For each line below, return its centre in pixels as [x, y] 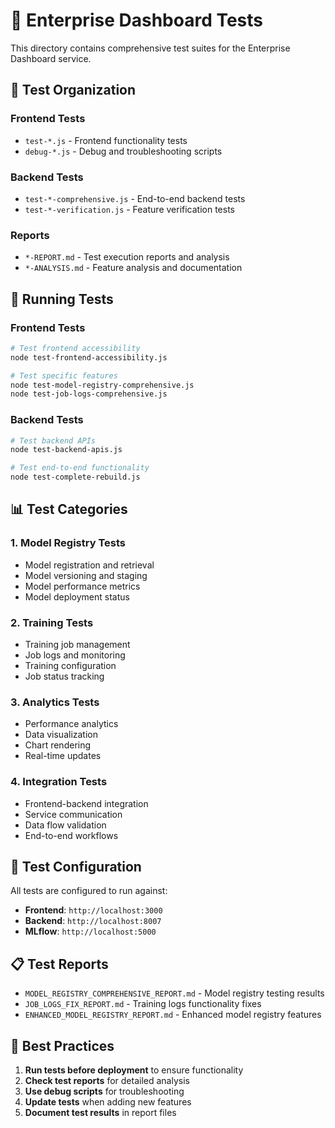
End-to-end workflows [71, 835]
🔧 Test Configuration [76, 867]
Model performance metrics [82, 586]
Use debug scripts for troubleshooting [104, 1091]
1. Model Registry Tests [68, 543]
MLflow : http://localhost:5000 [90, 931]
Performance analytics [71, 724]
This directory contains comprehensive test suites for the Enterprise [150, 48]
